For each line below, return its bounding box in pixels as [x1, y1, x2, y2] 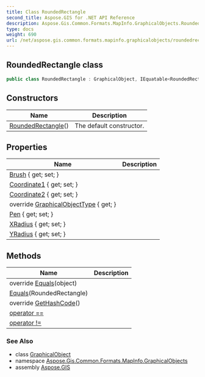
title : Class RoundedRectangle [6, 9, 86, 15]
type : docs [6, 26, 34, 32]
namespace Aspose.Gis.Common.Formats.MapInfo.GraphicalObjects [15, 357, 188, 365]
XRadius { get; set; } [9, 220, 66, 229]
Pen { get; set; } [9, 210, 54, 218]
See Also [6, 337, 34, 345]
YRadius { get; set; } [9, 230, 66, 239]
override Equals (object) [9, 279, 77, 287]
